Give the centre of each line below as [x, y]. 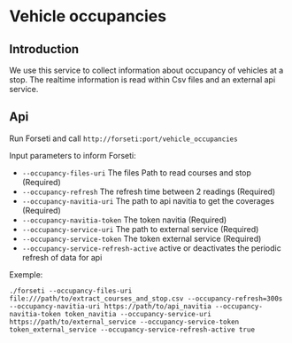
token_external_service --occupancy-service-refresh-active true [132, 330]
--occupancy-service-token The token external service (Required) [142, 238]
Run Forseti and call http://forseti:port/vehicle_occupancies [123, 138]
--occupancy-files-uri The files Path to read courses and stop [137, 172]
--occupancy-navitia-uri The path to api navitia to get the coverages [148, 200]
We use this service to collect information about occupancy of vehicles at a [146, 70]
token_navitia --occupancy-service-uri [138, 314]
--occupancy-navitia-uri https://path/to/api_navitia [111, 306]
